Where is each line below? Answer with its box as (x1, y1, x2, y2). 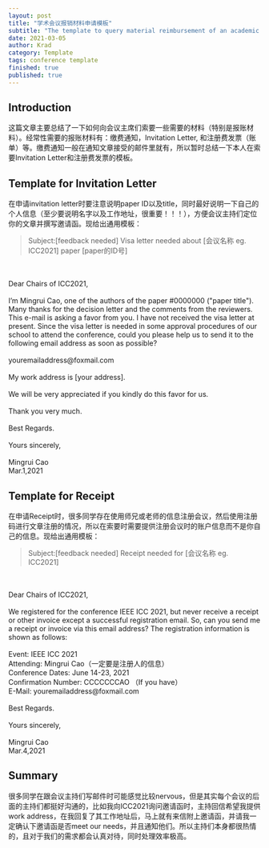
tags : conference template (8, 57, 98, 65)
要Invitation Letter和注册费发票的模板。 (8, 153, 138, 162)
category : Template (8, 49, 74, 57)
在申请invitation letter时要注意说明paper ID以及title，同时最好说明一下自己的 (8, 199, 259, 209)
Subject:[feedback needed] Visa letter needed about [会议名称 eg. (27, 236, 247, 246)
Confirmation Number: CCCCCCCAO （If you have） (8, 678, 183, 687)
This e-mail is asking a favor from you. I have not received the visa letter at (8, 313, 255, 322)
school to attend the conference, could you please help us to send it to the (8, 330, 254, 340)
